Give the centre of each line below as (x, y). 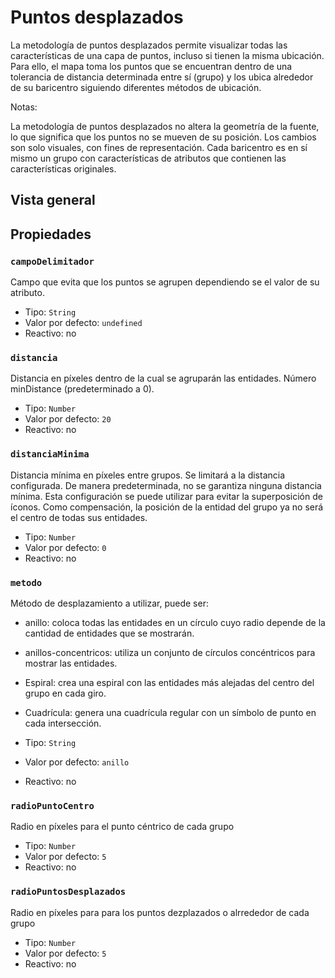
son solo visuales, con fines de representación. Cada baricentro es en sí (159, 147)
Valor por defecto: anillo (77, 762)
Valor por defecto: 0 (65, 547)
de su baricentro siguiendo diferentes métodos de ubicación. (136, 87)
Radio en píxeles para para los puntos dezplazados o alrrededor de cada (160, 912)
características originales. (63, 168)
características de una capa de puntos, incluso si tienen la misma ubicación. (167, 55)
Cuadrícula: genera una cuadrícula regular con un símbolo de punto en (170, 712)
